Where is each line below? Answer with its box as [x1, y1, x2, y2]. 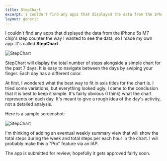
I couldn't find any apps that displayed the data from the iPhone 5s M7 [5, 30, 149, 36]
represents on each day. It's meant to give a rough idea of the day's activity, [5, 96, 161, 102]
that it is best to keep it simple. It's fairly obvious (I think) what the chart [5, 90, 152, 97]
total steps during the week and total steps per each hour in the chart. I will [5, 135, 159, 142]
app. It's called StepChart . [5, 41, 60, 47]
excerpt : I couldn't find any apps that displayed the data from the [5, 12, 153, 17]
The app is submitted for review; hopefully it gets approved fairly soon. [5, 150, 151, 157]
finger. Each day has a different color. [5, 71, 82, 77]
